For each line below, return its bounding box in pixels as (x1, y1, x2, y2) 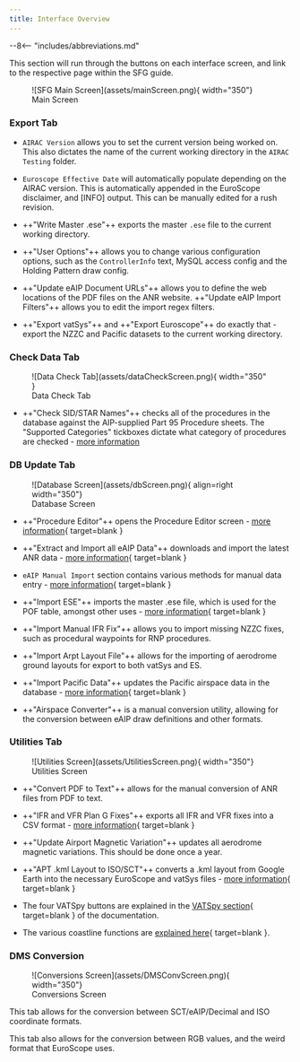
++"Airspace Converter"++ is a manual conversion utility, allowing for (21, 704, 279, 715)
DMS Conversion (9, 949, 85, 962)
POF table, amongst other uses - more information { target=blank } (21, 605, 267, 616)
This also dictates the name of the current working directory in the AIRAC (21, 146, 289, 157)
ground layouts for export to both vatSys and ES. (21, 659, 202, 670)
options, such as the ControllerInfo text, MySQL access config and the (21, 256, 288, 266)
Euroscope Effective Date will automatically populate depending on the (21, 173, 287, 184)
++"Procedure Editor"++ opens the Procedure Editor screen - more (21, 516, 271, 527)
